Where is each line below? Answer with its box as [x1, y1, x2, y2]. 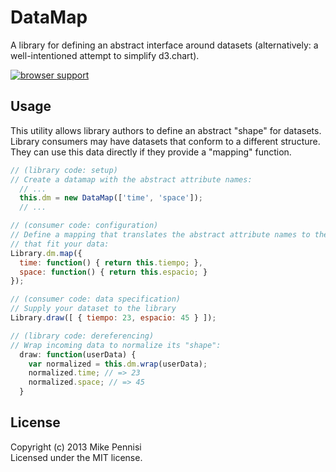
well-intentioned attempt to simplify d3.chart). [10, 49, 200, 61]
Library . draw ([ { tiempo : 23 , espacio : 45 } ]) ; [10, 313, 217, 323]
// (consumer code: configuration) [10, 221, 159, 231]
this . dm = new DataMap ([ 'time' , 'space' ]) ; [19, 193, 204, 203]
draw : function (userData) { [19, 349, 137, 360]
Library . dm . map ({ [10, 248, 83, 258]
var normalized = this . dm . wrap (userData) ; [28, 359, 208, 369]
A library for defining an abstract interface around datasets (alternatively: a [10, 39, 319, 51]
